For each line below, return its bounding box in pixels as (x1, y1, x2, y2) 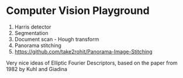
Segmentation (14, 29, 49, 36)
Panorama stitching (14, 42, 61, 49)
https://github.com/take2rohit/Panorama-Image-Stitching (14, 48, 153, 55)
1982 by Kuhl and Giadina (6, 65, 67, 72)
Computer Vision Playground (6, 4, 150, 17)
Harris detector (14, 23, 51, 30)
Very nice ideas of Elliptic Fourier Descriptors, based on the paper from (6, 59, 178, 66)
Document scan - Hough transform (14, 36, 99, 42)
